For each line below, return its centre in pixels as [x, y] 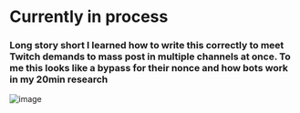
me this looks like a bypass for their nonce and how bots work [149, 68]
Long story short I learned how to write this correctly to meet [147, 46]
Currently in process [89, 17]
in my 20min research [59, 79]
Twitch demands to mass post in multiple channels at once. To [150, 56]
